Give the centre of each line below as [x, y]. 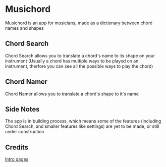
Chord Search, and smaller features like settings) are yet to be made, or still [82, 126]
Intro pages [17, 159]
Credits [17, 147]
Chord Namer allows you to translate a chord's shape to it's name [72, 94]
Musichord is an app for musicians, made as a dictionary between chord [79, 23]
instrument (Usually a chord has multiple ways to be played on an [72, 61]
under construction [25, 132]
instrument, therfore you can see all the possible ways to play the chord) [79, 66]
